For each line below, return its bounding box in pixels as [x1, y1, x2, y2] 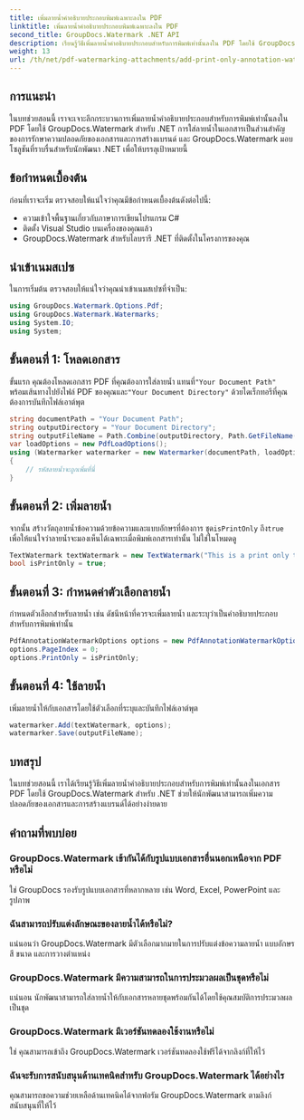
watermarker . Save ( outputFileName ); [9, 729, 144, 738]
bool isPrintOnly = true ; [9, 559, 107, 569]
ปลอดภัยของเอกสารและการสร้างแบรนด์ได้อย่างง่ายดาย [9, 799, 167, 809]
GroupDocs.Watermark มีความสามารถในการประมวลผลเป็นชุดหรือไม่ [9, 972, 269, 984]
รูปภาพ [9, 894, 30, 905]
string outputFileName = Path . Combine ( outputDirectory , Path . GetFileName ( [9, 431, 298, 440]
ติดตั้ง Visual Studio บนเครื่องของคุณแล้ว [22, 223, 153, 234]
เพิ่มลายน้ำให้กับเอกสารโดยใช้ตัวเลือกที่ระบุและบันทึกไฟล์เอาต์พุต [9, 703, 198, 713]
